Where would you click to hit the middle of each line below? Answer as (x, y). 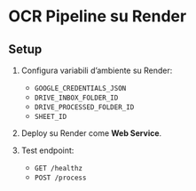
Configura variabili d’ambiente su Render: (97, 70)
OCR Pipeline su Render (98, 16)
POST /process (60, 178)
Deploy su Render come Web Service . (91, 133)
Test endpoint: (47, 150)
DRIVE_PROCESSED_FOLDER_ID (84, 107)
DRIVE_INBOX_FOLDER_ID (76, 98)
